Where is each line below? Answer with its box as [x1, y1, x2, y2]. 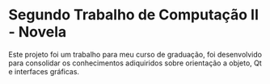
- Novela [8, 23, 67, 41]
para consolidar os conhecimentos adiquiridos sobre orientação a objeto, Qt [8, 58, 263, 68]
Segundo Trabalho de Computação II [8, 6, 259, 24]
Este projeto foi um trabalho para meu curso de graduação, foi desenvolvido [8, 49, 263, 59]
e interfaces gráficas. [8, 66, 79, 76]
